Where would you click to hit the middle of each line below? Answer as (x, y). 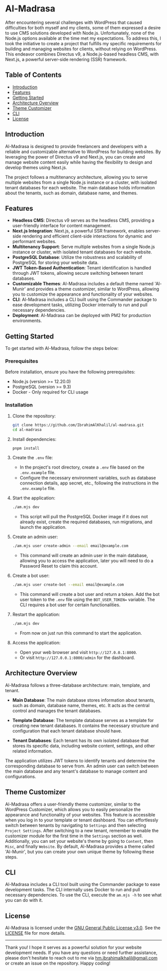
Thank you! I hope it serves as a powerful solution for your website (73, 948)
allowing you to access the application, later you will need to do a (86, 561)
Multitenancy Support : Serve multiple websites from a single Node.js (83, 247)
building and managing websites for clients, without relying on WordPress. (81, 49)
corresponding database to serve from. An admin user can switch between (82, 766)
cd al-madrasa (27, 430)
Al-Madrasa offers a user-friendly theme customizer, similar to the (73, 804)
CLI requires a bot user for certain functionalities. (70, 605)
